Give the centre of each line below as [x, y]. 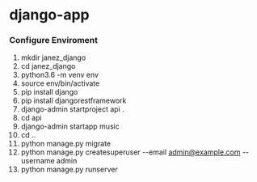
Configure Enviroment [54, 40]
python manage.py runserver [69, 169]
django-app [49, 15]
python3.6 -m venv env [60, 75]
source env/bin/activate [60, 83]
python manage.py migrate [66, 144]
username [38, 161]
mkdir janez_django [53, 57]
